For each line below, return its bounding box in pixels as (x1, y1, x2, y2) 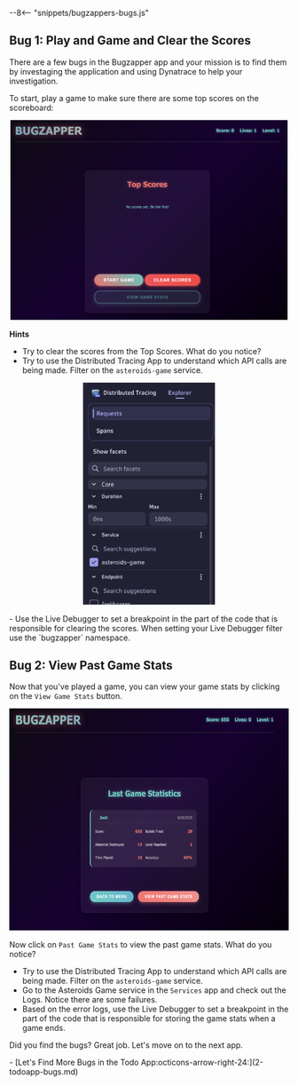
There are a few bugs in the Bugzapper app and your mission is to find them (9, 57, 287, 67)
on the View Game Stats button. (9, 691, 122, 702)
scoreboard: (9, 102, 54, 113)
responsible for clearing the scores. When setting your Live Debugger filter (9, 622, 284, 633)
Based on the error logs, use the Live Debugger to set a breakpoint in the (21, 1003, 289, 1015)
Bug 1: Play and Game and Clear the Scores (9, 33, 251, 48)
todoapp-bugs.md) (9, 1066, 79, 1077)
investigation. (9, 75, 59, 86)
